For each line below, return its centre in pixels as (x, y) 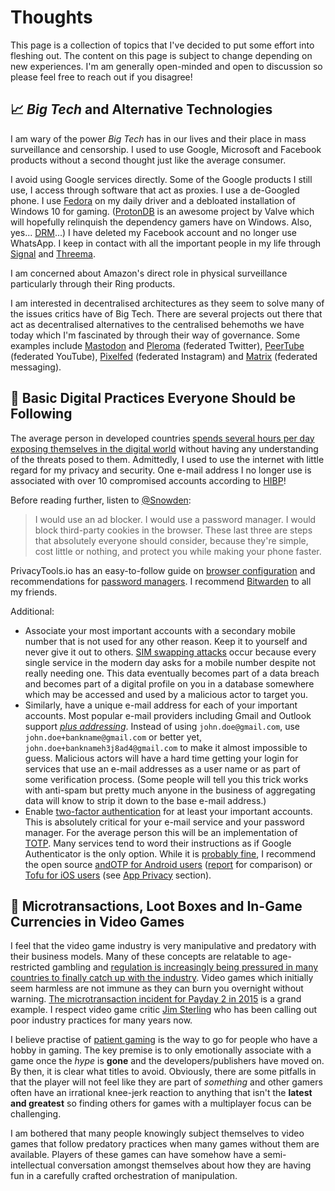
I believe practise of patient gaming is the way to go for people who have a (164, 1040)
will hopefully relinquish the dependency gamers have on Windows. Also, (161, 222)
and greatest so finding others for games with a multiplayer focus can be (161, 1103)
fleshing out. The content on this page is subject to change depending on (161, 55)
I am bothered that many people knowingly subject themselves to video (157, 1133)
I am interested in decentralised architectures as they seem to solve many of (167, 303)
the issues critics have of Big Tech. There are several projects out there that (166, 313)
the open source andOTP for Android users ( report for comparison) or (168, 864)
